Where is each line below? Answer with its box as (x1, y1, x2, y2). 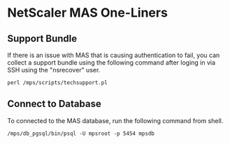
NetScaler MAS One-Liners (7, 5, 168, 21)
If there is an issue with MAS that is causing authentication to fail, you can (7, 51, 220, 59)
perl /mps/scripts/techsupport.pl (7, 79, 108, 86)
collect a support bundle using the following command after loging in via (7, 58, 215, 67)
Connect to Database (7, 98, 101, 110)
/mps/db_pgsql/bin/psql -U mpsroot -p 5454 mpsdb (7, 130, 155, 137)
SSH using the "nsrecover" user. (7, 66, 101, 74)
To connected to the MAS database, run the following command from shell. (7, 116, 224, 125)
